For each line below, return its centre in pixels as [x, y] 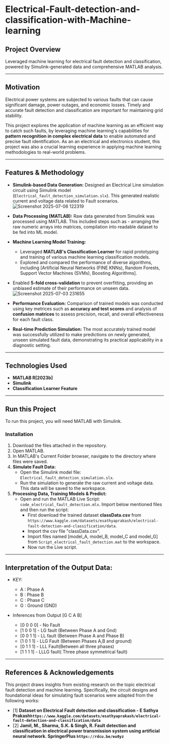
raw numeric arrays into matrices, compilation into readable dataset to [85, 227]
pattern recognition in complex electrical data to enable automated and [80, 136]
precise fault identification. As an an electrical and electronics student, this [82, 141]
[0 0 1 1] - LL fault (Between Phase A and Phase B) [72, 636]
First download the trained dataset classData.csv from [84, 515]
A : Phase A [32, 590]
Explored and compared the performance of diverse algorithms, [86, 262]
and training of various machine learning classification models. [85, 257]
